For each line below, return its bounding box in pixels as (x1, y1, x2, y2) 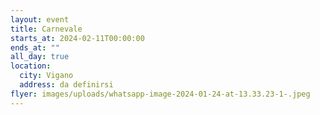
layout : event (10, 14, 70, 25)
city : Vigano (19, 71, 74, 81)
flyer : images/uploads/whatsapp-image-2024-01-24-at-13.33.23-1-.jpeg (10, 89, 311, 99)
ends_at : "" (10, 42, 60, 53)
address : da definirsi (19, 80, 114, 90)
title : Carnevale (10, 24, 83, 34)
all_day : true (10, 52, 70, 62)
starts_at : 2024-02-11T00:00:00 (10, 33, 145, 43)
